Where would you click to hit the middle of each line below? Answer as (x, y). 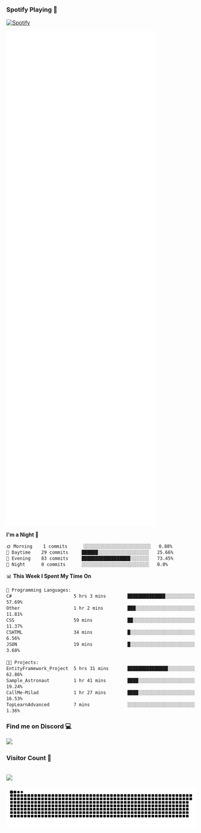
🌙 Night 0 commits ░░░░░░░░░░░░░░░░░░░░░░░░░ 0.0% (87, 565)
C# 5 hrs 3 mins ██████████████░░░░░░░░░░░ (101, 597)
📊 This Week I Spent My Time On (49, 576)
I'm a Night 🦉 (23, 535)
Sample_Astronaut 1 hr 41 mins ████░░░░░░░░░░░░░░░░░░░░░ (101, 681)
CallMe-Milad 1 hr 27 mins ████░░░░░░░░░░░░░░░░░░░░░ (101, 693)
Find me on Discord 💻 (39, 726)
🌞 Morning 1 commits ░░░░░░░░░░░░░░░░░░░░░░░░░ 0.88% (89, 546)
